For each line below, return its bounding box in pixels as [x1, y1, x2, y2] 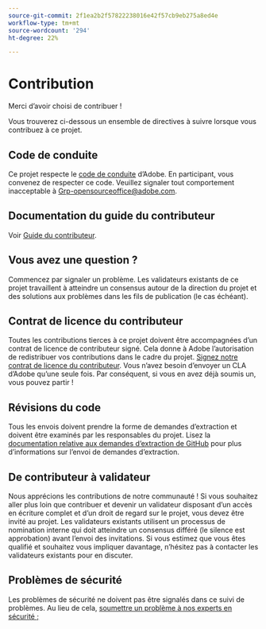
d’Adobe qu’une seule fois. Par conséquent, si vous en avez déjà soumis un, [8, 369, 256, 379]
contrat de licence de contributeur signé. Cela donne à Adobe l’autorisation [8, 344, 254, 354]
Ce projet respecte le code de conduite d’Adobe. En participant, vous [8, 169, 234, 179]
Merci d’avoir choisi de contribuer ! [8, 101, 122, 111]
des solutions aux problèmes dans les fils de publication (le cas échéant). [8, 291, 249, 301]
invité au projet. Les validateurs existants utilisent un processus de [8, 517, 226, 526]
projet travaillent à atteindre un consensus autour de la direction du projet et [8, 283, 257, 293]
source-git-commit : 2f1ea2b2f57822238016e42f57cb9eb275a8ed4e [8, 11, 218, 20]
